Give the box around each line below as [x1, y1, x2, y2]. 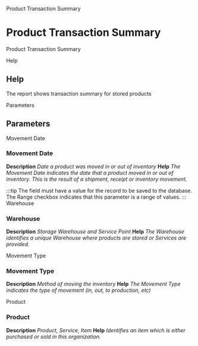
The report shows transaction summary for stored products [6, 90, 152, 97]
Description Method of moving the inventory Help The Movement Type [6, 281, 181, 288]
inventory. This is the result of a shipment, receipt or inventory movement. [6, 175, 187, 183]
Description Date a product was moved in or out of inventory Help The [6, 163, 181, 170]
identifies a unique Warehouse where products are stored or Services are [6, 234, 187, 241]
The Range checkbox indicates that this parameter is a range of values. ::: [6, 193, 187, 200]
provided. [6, 241, 30, 248]
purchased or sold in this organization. [6, 333, 101, 340]
